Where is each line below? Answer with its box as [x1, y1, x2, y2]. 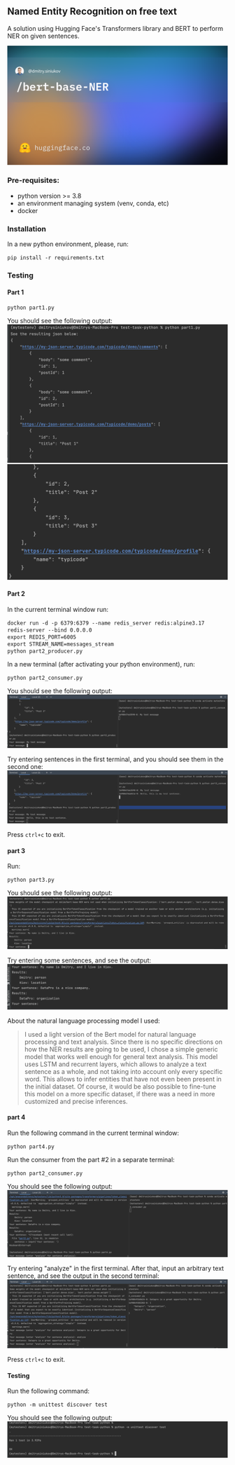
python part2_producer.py [7, 648, 83, 655]
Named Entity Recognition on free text [7, 6, 177, 18]
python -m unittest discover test [7, 1401, 108, 1408]
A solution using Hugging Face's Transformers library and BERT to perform [7, 24, 224, 32]
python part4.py [7, 1143, 55, 1150]
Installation [7, 224, 47, 233]
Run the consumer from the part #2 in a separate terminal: [7, 1155, 175, 1164]
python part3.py [7, 876, 55, 884]
